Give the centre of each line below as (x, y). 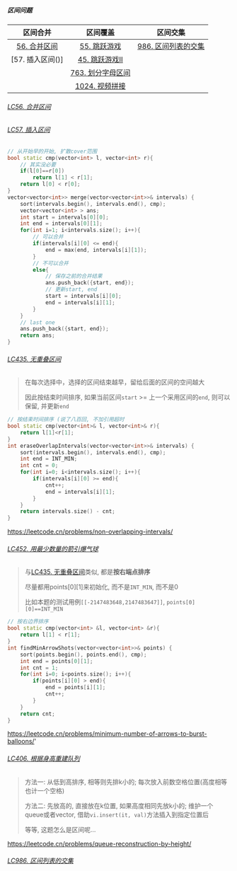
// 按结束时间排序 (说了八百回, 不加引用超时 (66, 420)
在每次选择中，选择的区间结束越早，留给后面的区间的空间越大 (115, 382)
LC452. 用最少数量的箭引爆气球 (53, 548)
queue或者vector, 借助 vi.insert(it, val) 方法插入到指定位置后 (117, 814)
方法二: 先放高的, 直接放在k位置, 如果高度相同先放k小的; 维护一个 (119, 805)
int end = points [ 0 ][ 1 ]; (57, 661)
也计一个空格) (45, 790)
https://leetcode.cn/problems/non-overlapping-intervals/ (90, 532)
